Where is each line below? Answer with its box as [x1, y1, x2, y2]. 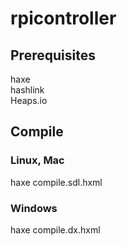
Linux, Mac [10, 153, 65, 167]
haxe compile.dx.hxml [10, 223, 101, 236]
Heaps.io [10, 95, 48, 106]
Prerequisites [10, 47, 96, 64]
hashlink [10, 84, 45, 96]
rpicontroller [10, 7, 117, 30]
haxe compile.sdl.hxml [10, 176, 103, 188]
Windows [10, 201, 58, 215]
